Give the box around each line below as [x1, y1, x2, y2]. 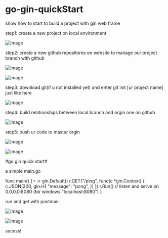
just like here [5, 89, 32, 96]
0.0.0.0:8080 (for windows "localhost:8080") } [5, 188, 102, 195]
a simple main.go [5, 168, 41, 174]
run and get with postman [5, 198, 59, 204]
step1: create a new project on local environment [5, 30, 107, 36]
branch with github [5, 55, 45, 61]
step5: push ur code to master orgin [5, 129, 80, 135]
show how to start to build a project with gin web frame [5, 20, 120, 26]
